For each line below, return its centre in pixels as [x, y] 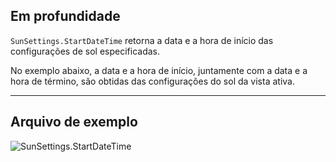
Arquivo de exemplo [74, 122]
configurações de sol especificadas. [85, 51]
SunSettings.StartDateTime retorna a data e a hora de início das [142, 40]
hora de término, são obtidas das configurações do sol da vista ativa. [152, 81]
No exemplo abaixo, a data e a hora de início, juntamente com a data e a [159, 70]
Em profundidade [65, 16]
